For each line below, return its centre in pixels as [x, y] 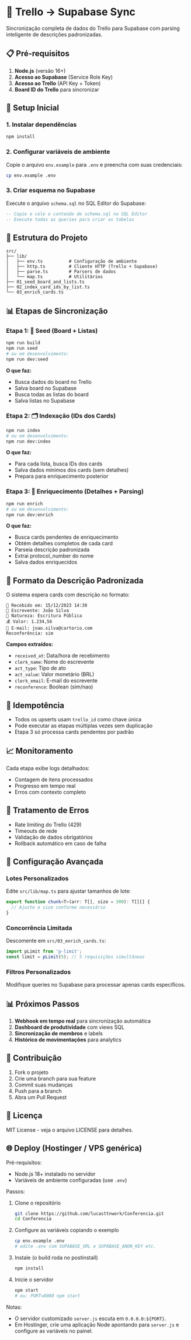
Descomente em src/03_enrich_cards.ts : [56, 941]
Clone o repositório [38, 1203]
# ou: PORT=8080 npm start [47, 1296]
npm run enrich [25, 504]
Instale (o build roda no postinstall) [56, 1258]
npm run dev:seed [27, 359]
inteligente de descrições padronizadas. [54, 34]
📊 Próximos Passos [43, 1004]
